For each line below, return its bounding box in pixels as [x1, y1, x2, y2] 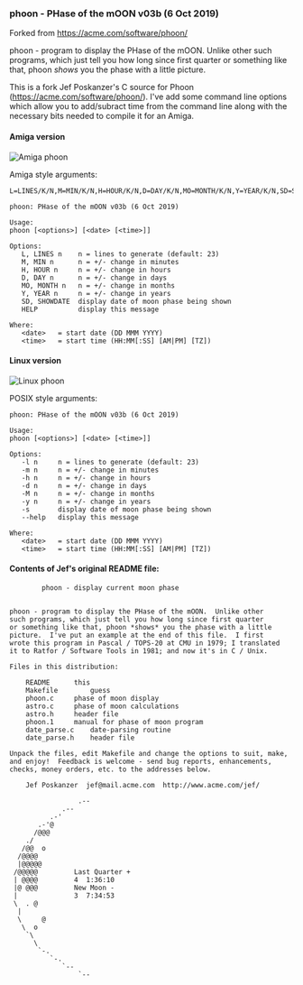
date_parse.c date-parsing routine [25, 725, 171, 734]
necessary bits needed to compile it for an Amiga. [9, 111, 195, 122]
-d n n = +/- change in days [21, 481, 147, 490]
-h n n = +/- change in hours [21, 473, 151, 483]
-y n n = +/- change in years [21, 497, 151, 506]
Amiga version [9, 131, 66, 142]
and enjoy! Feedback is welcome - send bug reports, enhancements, [9, 757, 272, 766]
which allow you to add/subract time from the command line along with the [9, 101, 288, 112]
